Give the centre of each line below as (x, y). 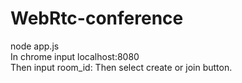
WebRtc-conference (97, 18)
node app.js (35, 46)
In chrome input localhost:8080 (75, 56)
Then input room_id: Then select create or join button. (121, 67)
